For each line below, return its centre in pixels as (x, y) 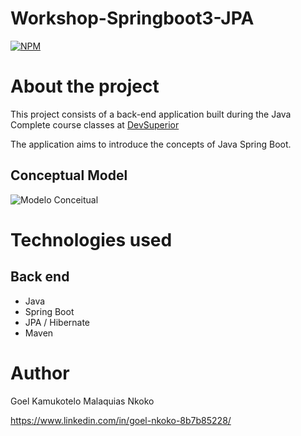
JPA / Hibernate (57, 322)
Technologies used (91, 239)
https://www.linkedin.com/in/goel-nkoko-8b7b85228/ (121, 420)
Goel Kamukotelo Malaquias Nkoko (82, 401)
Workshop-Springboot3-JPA (132, 18)
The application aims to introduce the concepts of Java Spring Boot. (151, 144)
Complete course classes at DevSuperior (95, 124)
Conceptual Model (69, 175)
